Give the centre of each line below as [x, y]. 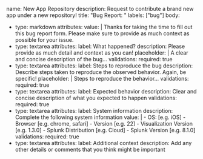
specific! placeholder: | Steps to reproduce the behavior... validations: [102, 79]
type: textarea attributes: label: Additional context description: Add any [103, 143]
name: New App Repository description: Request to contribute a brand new [100, 9]
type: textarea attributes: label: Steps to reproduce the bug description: [104, 66]
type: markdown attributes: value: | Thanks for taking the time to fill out [104, 27]
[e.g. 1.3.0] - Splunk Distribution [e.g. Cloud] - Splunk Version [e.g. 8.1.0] [105, 130]
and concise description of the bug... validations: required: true [94, 59]
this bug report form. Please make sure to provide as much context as [102, 33]
